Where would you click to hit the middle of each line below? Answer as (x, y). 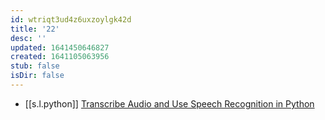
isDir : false (37, 76)
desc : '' (28, 38)
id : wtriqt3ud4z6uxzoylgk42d (71, 19)
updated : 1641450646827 (60, 47)
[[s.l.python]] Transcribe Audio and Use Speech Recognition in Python (169, 103)
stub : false (35, 66)
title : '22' (35, 29)
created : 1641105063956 (60, 57)
